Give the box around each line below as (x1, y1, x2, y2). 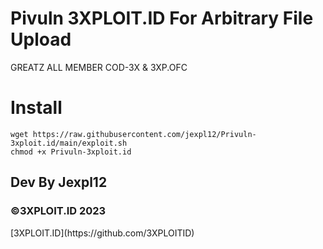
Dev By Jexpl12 (10, 174, 108, 191)
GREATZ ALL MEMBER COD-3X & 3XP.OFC (10, 61, 188, 73)
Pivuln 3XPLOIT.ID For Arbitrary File (10, 7, 314, 30)
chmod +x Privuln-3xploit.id (10, 147, 132, 157)
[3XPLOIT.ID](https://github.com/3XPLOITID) (10, 227, 195, 239)
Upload (10, 28, 72, 51)
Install (10, 97, 63, 119)
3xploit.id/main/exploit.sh (10, 138, 128, 148)
